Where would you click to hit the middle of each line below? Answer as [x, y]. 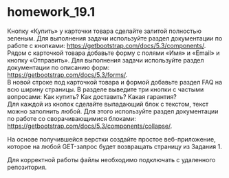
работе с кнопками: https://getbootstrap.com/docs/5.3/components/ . [107, 45]
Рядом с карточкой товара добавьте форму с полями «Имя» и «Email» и [113, 53]
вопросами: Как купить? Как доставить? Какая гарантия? [92, 96]
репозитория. [27, 167]
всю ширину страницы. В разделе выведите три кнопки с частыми [106, 89]
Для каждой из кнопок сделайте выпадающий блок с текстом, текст [108, 104]
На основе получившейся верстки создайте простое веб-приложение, [112, 139]
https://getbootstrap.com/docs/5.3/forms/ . [67, 75]
